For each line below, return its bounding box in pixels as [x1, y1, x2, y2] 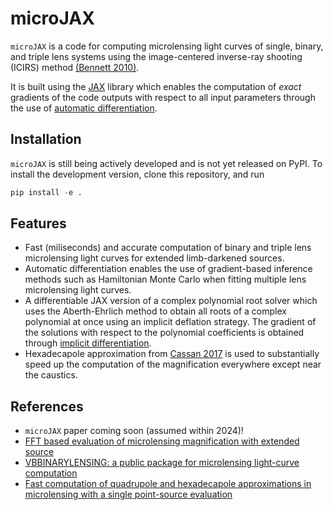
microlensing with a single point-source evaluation [24, 488, 233, 501]
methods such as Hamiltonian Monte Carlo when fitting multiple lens [24, 273, 307, 286]
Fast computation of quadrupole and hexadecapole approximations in [24, 478, 312, 490]
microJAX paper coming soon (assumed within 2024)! [24, 425, 244, 437]
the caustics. [24, 369, 78, 381]
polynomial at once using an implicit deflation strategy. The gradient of [24, 316, 317, 328]
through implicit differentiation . [24, 337, 152, 349]
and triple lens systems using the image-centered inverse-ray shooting [10, 50, 303, 62]
